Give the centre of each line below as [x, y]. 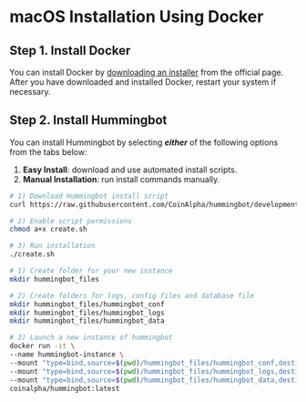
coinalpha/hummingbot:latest [65, 388]
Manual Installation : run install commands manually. [121, 179]
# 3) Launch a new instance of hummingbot [91, 338]
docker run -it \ [42, 346]
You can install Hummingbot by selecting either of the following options [144, 142]
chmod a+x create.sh [49, 230]
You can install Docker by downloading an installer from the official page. [147, 72]
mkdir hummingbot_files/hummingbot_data [87, 321]
